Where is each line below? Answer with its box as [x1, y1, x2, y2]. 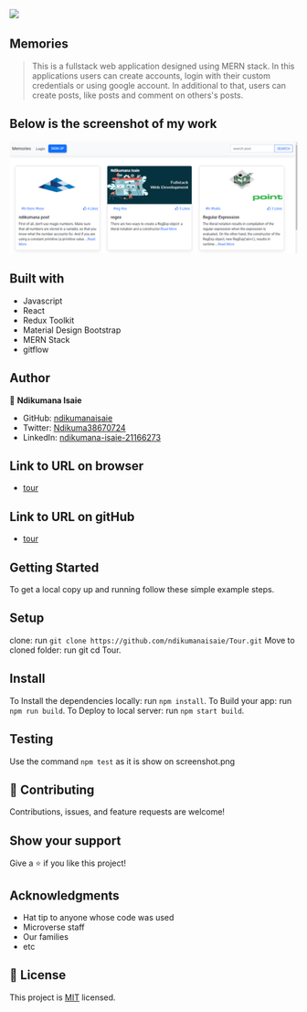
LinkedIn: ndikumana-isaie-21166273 [22, 431, 162, 442]
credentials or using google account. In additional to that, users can [31, 80, 286, 91]
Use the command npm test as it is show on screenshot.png [9, 755, 236, 767]
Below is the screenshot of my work [9, 116, 217, 132]
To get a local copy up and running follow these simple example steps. [9, 584, 275, 595]
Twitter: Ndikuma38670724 [22, 421, 126, 433]
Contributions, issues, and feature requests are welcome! [9, 806, 226, 817]
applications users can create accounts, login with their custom [31, 69, 271, 81]
